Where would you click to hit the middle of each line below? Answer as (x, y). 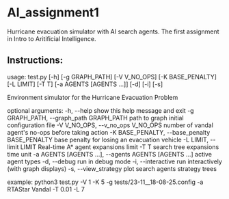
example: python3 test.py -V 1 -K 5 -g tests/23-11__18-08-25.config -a (105, 182)
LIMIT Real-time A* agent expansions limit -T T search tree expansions (120, 147)
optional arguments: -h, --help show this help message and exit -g (100, 110)
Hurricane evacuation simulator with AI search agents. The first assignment (113, 31)
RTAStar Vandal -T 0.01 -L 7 (46, 189)
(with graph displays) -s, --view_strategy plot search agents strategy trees (112, 168)
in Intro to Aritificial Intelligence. (52, 38)
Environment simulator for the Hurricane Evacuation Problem (93, 97)
